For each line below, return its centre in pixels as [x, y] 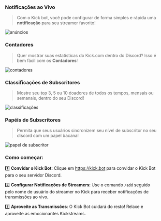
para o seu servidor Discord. [33, 175]
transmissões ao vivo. [27, 197]
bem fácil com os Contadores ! [47, 60]
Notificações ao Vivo [30, 7]
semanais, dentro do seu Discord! [50, 98]
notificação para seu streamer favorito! [56, 23]
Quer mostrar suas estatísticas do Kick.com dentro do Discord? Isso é [86, 55]
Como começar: [24, 158]
